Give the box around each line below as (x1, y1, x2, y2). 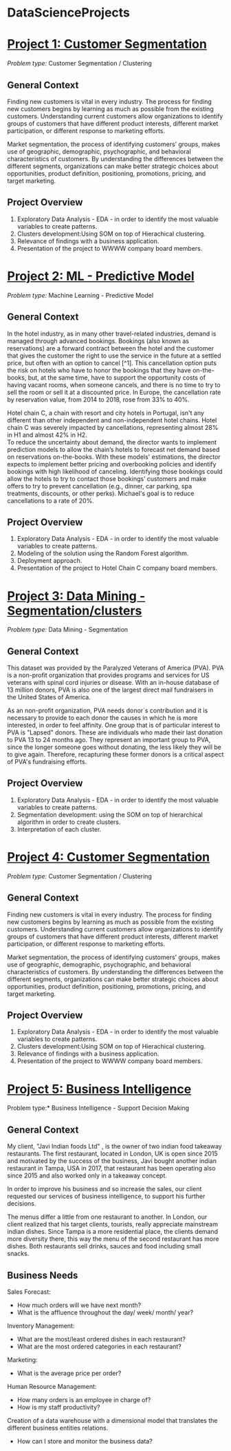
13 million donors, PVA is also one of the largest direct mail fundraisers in (7, 686, 214, 694)
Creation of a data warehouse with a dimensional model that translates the (7, 1417, 218, 1424)
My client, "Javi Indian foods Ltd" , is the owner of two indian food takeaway (7, 1142, 222, 1151)
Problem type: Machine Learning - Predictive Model (7, 291, 153, 299)
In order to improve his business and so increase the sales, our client (7, 1185, 202, 1193)
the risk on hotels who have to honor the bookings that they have (7, 366, 191, 374)
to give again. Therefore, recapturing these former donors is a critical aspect (7, 750, 224, 759)
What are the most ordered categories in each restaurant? (16, 1342, 182, 1350)
